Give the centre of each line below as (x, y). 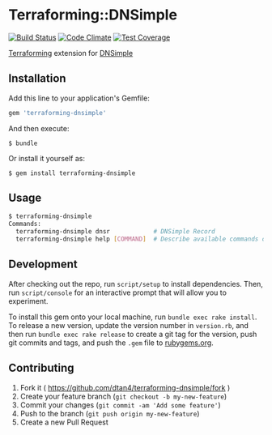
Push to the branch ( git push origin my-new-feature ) (110, 413)
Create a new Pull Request (64, 422)
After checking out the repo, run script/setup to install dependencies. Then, (136, 284)
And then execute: (39, 128)
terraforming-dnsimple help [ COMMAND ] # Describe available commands (137, 239)
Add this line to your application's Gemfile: (79, 98)
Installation (37, 79)
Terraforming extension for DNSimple (71, 53)
